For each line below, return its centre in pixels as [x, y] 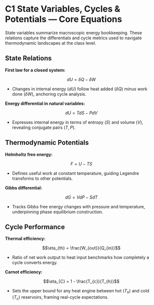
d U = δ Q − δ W [81, 79]
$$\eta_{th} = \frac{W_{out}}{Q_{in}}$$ [81, 248]
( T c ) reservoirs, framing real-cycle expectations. [60, 298]
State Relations [28, 59]
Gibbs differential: [24, 187]
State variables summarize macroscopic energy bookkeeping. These [74, 33]
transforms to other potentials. [42, 178]
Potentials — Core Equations [64, 19]
